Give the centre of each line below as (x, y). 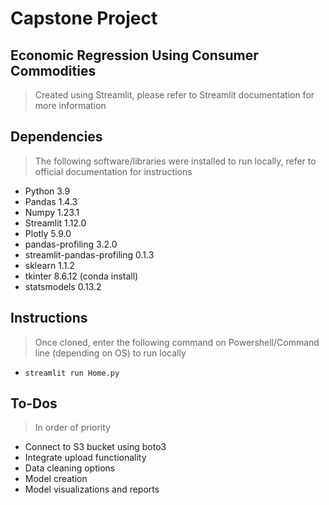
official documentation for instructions (113, 171)
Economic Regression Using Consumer (134, 55)
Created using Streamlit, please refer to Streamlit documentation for (174, 95)
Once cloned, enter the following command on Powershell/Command (177, 342)
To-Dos (34, 403)
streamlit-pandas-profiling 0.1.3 (89, 254)
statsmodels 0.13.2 (63, 286)
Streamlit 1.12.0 (55, 223)
